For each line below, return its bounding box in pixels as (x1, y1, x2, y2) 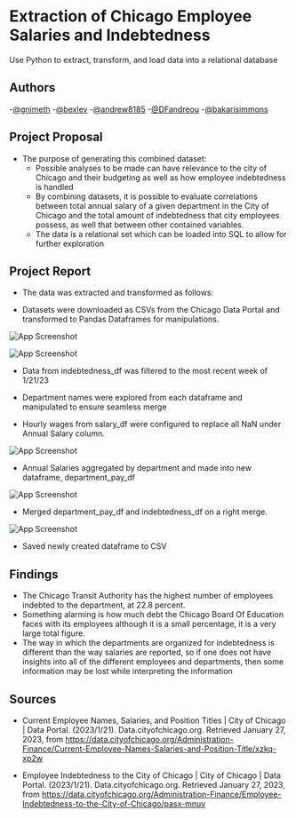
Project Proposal (9, 130, 104, 145)
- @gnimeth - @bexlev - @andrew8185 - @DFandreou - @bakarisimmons (9, 104, 268, 115)
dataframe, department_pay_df (21, 473, 136, 483)
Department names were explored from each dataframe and (21, 393, 243, 403)
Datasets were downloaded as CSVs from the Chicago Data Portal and (21, 305, 280, 315)
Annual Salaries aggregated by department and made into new (21, 463, 252, 473)
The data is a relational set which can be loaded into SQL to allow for (35, 228, 287, 239)
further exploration (35, 238, 105, 249)
